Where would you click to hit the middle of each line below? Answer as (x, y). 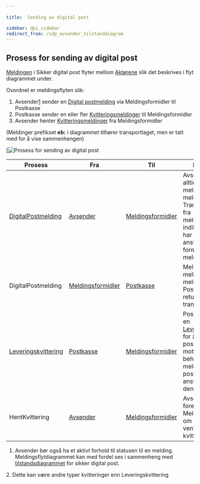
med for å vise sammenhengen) (45, 139)
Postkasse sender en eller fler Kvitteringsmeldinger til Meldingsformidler (103, 115)
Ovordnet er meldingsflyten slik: (46, 90)
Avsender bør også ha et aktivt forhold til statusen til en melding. (94, 451)
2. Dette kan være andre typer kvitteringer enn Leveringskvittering (87, 475)
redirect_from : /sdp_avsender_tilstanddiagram (65, 33)
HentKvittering (29, 417)
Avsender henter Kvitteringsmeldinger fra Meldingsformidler (88, 121)
